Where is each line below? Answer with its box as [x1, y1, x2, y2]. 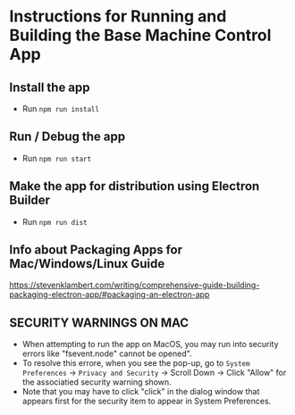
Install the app [9, 79, 91, 95]
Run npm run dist [21, 216, 88, 227]
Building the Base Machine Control [9, 25, 272, 46]
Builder [9, 193, 51, 208]
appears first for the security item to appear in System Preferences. [21, 395, 272, 407]
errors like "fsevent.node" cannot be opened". [21, 348, 192, 359]
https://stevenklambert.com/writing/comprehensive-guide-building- [9, 279, 260, 291]
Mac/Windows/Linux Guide [9, 256, 165, 271]
